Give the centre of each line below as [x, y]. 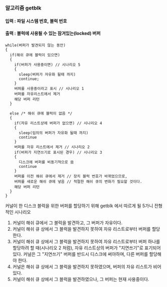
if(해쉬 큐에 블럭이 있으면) [35, 55]
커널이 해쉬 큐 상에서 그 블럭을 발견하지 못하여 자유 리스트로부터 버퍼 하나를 [86, 241]
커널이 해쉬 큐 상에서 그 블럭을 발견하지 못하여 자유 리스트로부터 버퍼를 [81, 229]
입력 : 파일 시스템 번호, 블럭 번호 [36, 21]
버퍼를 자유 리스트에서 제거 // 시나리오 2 [52, 147]
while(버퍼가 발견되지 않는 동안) [35, 45]
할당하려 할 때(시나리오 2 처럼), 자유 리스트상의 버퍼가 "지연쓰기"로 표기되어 [87, 248]
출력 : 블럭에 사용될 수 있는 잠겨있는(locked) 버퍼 [53, 33]
